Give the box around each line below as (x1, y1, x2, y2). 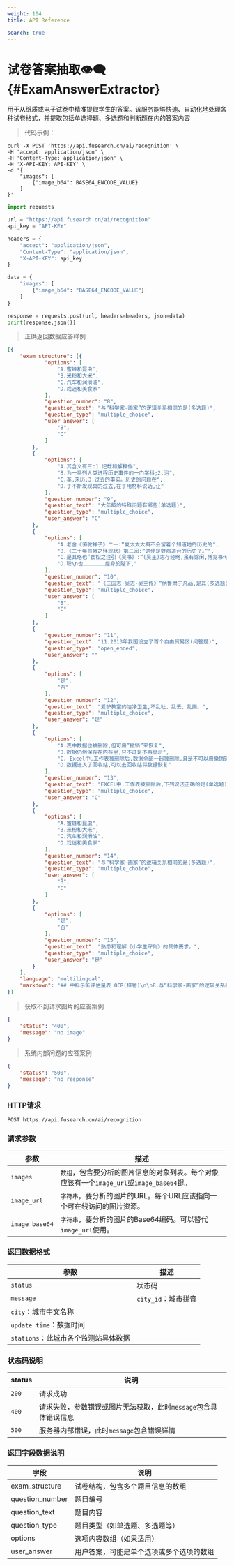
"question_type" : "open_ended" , (44, 645, 139, 652)
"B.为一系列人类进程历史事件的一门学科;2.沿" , (56, 470, 175, 477)
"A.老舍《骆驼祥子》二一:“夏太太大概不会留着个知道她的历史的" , (56, 541, 219, 548)
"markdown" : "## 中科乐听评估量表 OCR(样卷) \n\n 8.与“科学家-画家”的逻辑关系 (19, 982, 226, 990)
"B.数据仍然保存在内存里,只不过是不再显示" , (56, 748, 169, 756)
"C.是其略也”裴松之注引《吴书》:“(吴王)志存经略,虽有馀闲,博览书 (56, 554, 224, 561)
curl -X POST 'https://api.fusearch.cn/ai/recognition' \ (7, 142, 179, 150)
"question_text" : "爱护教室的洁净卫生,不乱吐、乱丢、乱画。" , (44, 703, 209, 710)
